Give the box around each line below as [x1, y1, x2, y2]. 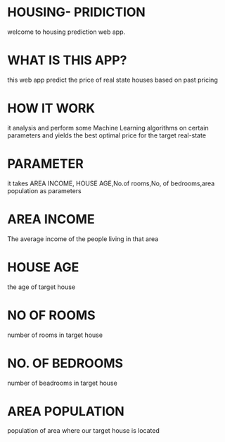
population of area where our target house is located [7, 426, 160, 435]
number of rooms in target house [7, 331, 103, 339]
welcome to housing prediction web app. [7, 27, 126, 36]
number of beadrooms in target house [7, 379, 117, 387]
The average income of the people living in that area [7, 234, 159, 243]
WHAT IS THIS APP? [7, 52, 127, 68]
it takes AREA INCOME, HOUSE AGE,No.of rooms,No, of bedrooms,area [7, 179, 215, 188]
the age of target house [7, 283, 76, 291]
